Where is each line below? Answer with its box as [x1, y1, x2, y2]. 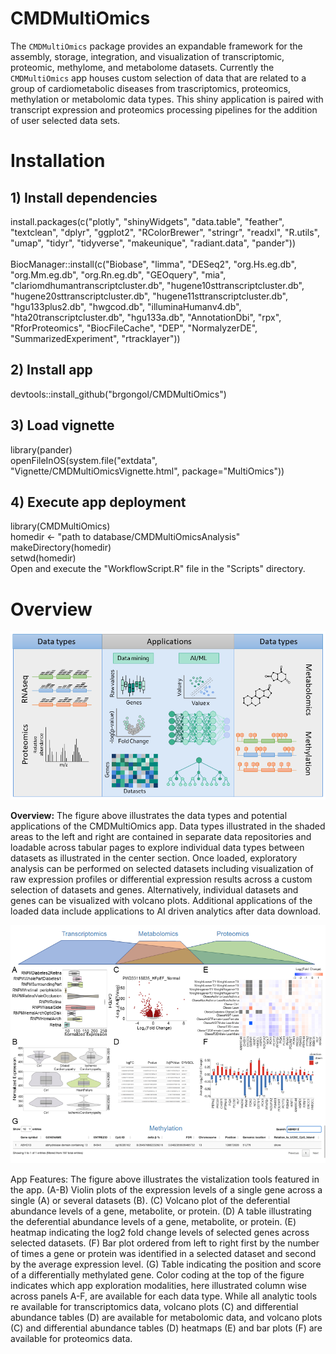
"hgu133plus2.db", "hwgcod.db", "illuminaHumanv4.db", [10, 300, 242, 312]
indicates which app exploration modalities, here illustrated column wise [10, 1279, 307, 1291]
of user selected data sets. [10, 114, 121, 126]
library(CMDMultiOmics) [10, 520, 111, 532]
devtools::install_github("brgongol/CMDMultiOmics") [10, 388, 227, 400]
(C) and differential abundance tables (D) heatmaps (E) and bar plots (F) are [10, 1322, 323, 1334]
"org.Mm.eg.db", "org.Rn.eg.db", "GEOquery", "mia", [10, 268, 227, 281]
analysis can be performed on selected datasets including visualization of [10, 863, 314, 875]
